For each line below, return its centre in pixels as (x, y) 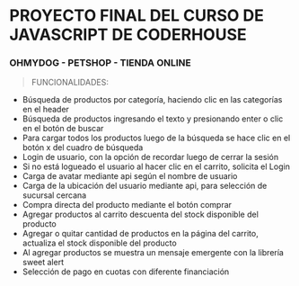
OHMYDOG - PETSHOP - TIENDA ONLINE (100, 63)
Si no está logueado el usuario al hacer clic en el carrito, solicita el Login (156, 166)
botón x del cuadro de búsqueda (83, 147)
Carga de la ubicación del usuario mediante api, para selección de (145, 186)
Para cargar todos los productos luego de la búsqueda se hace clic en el (156, 138)
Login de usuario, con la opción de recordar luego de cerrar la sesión (150, 157)
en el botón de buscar (63, 129)
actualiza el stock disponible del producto (99, 243)
